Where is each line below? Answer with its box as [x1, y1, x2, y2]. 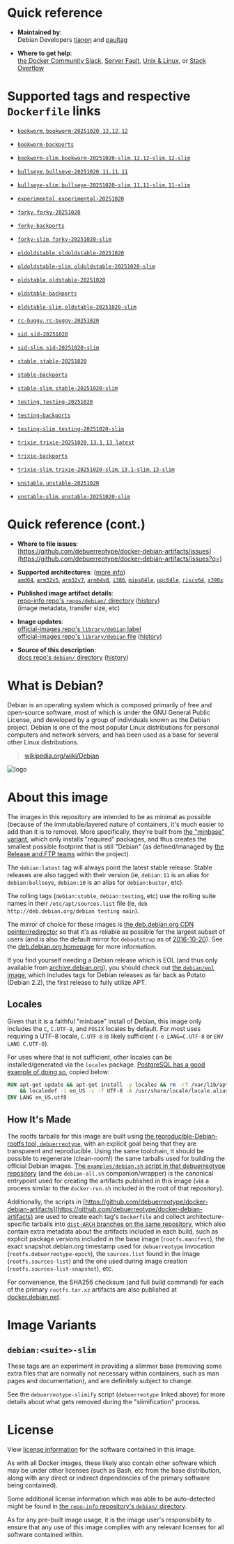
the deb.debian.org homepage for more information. [7, 942, 157, 951]
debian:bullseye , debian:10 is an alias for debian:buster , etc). [7, 878, 185, 886]
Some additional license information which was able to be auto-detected [7, 1494, 215, 1503]
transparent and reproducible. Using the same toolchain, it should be [7, 1146, 204, 1155]
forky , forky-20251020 [17, 208, 81, 216]
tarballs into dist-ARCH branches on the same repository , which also [31, 1220, 226, 1228]
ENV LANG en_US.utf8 [7, 1094, 68, 1102]
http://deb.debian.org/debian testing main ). [7, 907, 139, 915]
